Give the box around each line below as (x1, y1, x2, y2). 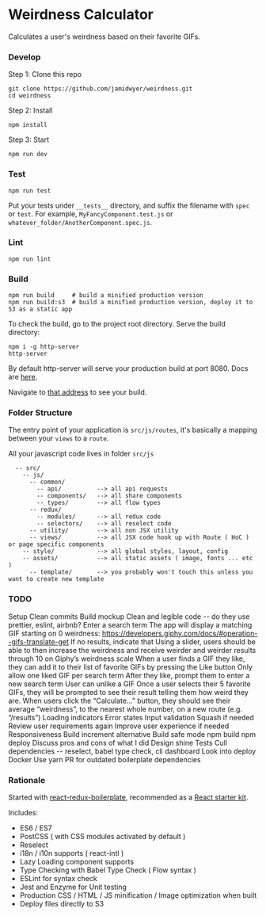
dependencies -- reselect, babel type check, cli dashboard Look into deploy (8, 746, 256, 756)
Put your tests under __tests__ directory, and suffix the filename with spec (8, 200, 250, 210)
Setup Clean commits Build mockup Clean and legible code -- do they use (8, 612, 250, 621)
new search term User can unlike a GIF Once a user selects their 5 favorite (8, 679, 251, 689)
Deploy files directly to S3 (19, 899, 104, 909)
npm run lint (8, 255, 51, 263)
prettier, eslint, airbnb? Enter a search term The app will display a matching (8, 620, 253, 629)
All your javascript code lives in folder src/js (8, 449, 154, 459)
